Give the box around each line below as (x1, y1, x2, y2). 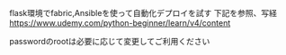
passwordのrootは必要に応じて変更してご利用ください (9, 36, 210, 46)
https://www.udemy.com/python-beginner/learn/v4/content (9, 18, 231, 28)
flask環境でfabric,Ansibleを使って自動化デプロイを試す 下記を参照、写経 (9, 8, 277, 18)
